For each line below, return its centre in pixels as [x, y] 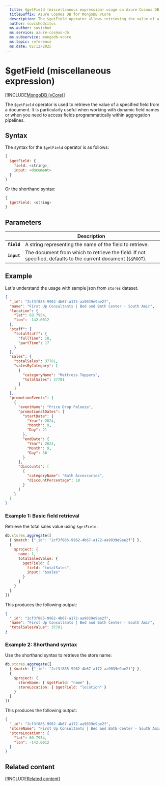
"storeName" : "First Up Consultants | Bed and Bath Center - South [80, 728]
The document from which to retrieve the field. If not [85, 253]
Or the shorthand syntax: [30, 189]
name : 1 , [27, 554]
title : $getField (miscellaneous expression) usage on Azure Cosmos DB [84, 10]
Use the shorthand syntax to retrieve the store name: [58, 655]
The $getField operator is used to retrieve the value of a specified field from [82, 104]
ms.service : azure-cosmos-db [39, 33]
